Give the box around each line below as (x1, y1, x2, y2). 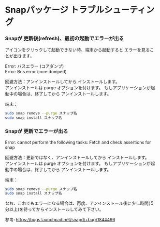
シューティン (103, 4, 155, 16)
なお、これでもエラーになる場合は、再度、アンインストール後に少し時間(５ (5, 200, 155, 206)
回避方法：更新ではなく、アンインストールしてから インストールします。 (5, 154, 149, 160)
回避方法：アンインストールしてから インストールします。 (5, 79, 120, 85)
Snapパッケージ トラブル (5, 4, 104, 16)
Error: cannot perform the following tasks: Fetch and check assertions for (5, 139, 151, 145)
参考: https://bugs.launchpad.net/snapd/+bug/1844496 (5, 217, 115, 223)
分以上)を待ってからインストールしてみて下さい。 (5, 207, 104, 212)
